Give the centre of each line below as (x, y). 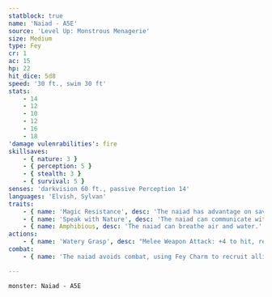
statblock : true (36, 16)
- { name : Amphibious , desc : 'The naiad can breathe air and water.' (143, 227)
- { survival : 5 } (54, 182)
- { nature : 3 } (51, 159)
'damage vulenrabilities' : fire (63, 144)
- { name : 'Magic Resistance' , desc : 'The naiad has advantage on (137, 211)
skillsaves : (28, 151)
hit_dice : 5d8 (32, 76)
